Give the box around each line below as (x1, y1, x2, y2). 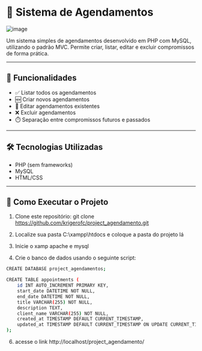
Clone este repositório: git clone (14, 213, 94, 220)
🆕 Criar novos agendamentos (14, 96, 90, 103)
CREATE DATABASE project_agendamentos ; (6, 266, 106, 272)
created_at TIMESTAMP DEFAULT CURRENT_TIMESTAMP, (17, 316, 144, 322)
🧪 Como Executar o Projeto (6, 197, 109, 207)
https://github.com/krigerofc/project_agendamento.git (14, 219, 149, 226)
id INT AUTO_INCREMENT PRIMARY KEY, (17, 282, 109, 288)
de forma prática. (6, 49, 49, 57)
